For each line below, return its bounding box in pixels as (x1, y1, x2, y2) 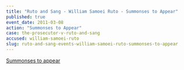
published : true (6, 14, 45, 20)
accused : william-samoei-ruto (6, 36, 80, 41)
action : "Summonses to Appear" (6, 24, 82, 31)
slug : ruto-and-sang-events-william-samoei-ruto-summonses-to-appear (6, 41, 179, 47)
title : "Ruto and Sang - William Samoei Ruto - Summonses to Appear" (6, 8, 179, 15)
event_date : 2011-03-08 (6, 19, 64, 25)
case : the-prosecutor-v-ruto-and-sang (6, 30, 100, 36)
